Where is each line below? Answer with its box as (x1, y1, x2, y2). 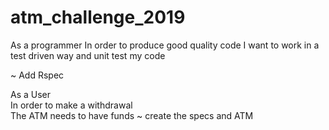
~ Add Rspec (10, 69, 65, 81)
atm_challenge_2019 (10, 6, 186, 29)
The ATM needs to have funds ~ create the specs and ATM (10, 109, 254, 121)
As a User (10, 88, 52, 100)
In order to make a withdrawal (10, 99, 133, 111)
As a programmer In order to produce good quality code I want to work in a (10, 39, 320, 51)
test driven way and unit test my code (10, 49, 166, 61)
